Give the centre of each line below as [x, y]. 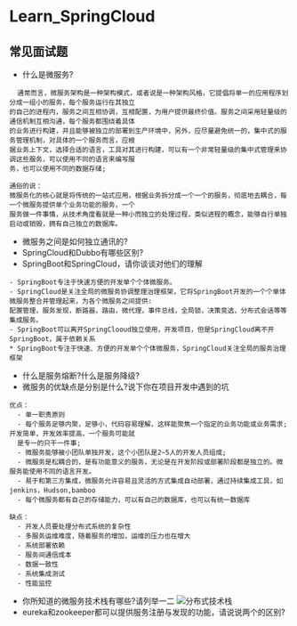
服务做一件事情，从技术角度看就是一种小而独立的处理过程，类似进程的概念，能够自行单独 [148, 215]
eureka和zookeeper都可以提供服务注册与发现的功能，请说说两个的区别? [154, 612]
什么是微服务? [48, 74]
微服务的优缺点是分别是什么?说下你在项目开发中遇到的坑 [125, 386]
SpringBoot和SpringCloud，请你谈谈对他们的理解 [112, 264]
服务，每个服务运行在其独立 [92, 102]
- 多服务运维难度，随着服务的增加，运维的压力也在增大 [104, 536]
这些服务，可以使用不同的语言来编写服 [75, 159]
